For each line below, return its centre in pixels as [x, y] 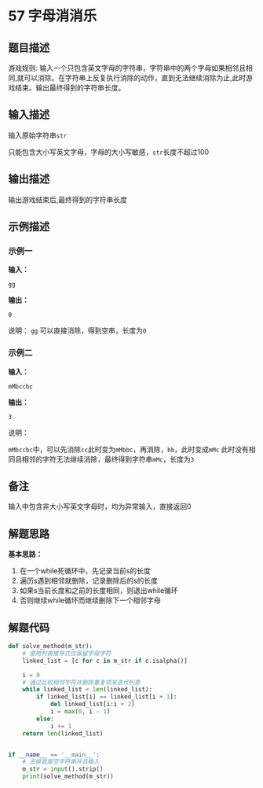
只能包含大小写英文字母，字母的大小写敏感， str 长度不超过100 [109, 152]
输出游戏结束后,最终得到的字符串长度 [68, 199]
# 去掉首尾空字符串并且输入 [61, 762]
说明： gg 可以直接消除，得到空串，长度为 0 [77, 330]
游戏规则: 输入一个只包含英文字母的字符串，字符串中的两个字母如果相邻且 [127, 68]
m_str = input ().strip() [63, 769]
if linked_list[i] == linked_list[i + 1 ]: [107, 697]
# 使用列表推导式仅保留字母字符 [67, 654]
